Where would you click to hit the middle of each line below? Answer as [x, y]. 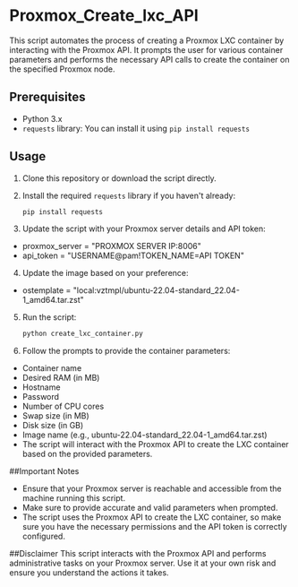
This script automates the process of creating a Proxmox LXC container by [147, 40]
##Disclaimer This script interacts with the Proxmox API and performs [138, 554]
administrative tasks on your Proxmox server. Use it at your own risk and [143, 563]
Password [41, 397]
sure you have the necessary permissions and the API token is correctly [155, 527]
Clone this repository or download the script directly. [119, 178]
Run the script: [49, 317]
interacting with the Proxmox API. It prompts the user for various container [146, 49]
